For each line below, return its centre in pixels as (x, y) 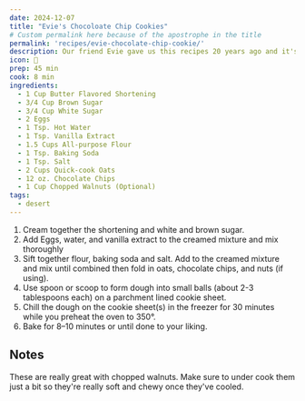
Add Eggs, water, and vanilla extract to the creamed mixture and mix (150, 239)
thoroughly (43, 249)
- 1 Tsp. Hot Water (54, 128)
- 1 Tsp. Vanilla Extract (67, 136)
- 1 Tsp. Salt (44, 161)
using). (35, 277)
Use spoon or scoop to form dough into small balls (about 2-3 (138, 287)
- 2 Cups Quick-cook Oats (67, 170)
